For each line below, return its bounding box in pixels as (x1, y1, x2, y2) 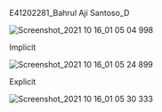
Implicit (9, 42, 36, 52)
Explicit (9, 76, 36, 87)
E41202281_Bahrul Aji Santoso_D (9, 8, 130, 18)
